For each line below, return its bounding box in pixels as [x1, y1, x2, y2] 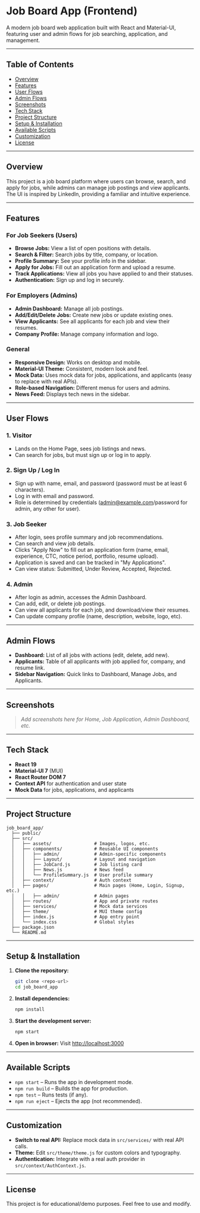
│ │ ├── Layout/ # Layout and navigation [11, 856, 156, 862]
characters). [14, 486, 45, 493]
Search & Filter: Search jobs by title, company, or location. [14, 251, 159, 258]
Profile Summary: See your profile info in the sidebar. [14, 257, 147, 265]
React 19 [14, 760, 37, 768]
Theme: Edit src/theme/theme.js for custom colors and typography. [14, 1148, 182, 1156]
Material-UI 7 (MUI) [14, 767, 64, 774]
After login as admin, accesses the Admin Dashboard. [14, 594, 147, 601]
